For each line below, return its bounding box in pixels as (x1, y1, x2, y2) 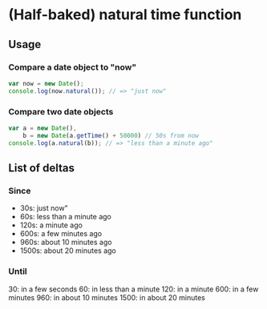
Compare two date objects (8, 106, 114, 117)
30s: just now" (19, 203, 68, 213)
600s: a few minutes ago (19, 229, 103, 239)
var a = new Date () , (8, 124, 78, 132)
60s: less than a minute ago (19, 212, 112, 222)
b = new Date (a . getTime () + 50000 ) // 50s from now (22, 131, 199, 139)
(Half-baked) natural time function (8, 6, 242, 24)
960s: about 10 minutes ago (19, 238, 112, 247)
